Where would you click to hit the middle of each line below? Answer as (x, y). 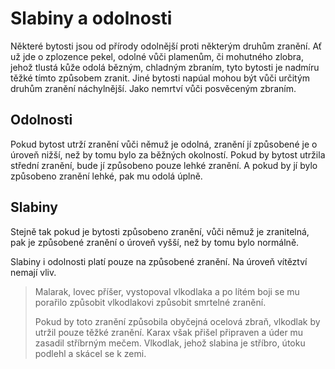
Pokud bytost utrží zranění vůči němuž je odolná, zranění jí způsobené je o (164, 144)
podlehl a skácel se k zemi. (90, 353)
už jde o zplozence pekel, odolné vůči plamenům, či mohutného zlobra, (157, 56)
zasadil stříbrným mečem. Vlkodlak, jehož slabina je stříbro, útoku (170, 343)
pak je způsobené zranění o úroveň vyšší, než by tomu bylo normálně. (155, 242)
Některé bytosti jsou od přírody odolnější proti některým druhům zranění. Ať (166, 46)
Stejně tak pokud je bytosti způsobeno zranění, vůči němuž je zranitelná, (160, 231)
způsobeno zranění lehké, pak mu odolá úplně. (106, 176)
